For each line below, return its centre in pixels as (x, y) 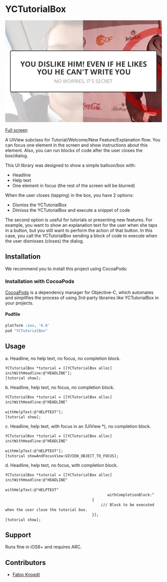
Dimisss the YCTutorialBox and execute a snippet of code (71, 210)
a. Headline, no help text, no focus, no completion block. (63, 358)
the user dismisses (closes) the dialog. (45, 241)
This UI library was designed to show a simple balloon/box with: (70, 165)
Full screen (16, 130)
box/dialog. (17, 155)
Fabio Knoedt (26, 575)
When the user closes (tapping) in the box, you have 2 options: (70, 195)
